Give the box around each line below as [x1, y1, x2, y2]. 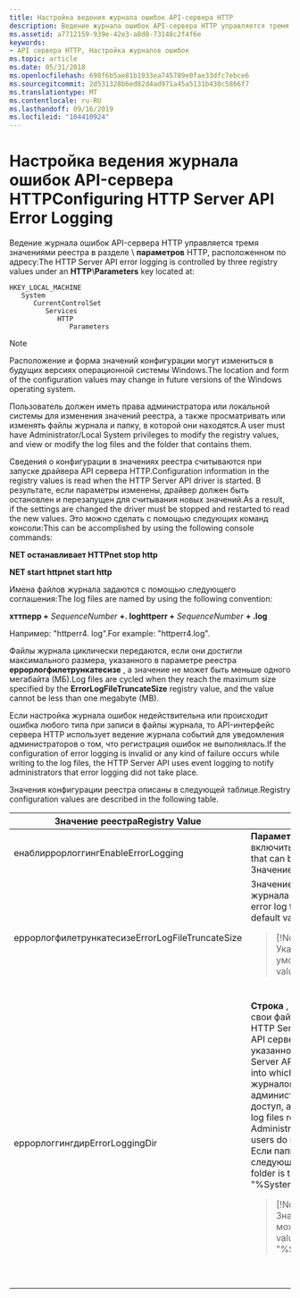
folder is [250, 1167, 286, 1179]
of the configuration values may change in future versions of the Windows [9, 374, 283, 385]
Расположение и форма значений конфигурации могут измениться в [9, 355, 274, 366]
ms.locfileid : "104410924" [9, 112, 110, 121]
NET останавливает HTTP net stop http [9, 550, 158, 561]
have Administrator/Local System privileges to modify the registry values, [9, 429, 279, 440]
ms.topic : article [9, 54, 78, 63]
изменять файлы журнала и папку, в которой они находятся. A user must [9, 420, 286, 431]
